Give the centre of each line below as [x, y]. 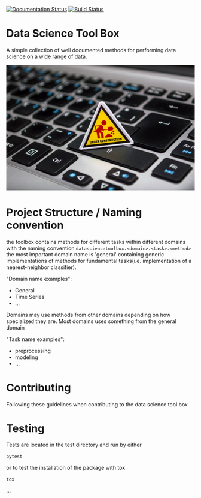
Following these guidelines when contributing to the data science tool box [97, 404]
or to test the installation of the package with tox [66, 468]
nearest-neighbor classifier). [41, 267]
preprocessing [33, 351]
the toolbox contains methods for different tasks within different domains [96, 242]
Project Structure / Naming [74, 212]
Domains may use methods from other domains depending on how [89, 315]
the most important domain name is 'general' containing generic [85, 254]
